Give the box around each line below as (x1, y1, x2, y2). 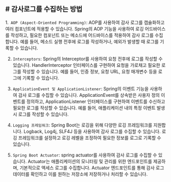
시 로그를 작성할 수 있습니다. (12, 111, 69, 117)
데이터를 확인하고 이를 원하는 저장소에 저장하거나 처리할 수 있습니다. (12, 171, 148, 177)
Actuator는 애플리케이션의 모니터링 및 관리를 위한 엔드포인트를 (28, 158, 152, 164)
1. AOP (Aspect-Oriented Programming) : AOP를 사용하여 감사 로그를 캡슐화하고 (5, 19, 165, 25)
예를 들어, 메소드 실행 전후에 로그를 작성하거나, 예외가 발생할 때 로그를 (20, 38, 159, 44)
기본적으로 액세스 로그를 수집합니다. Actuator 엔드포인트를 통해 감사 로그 (19, 165, 164, 171)
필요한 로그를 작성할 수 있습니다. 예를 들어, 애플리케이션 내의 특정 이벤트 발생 (12, 105, 165, 111)
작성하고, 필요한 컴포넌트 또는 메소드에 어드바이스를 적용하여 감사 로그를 (10, 32, 154, 38)
